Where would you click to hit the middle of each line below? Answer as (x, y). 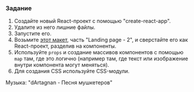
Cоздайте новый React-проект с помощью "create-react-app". (92, 21)
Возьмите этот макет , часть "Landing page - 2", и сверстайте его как (101, 40)
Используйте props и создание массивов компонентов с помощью (99, 52)
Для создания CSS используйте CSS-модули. (72, 71)
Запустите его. (33, 34)
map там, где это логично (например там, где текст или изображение (101, 59)
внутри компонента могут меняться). (62, 65)
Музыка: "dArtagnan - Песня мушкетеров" (59, 83)
